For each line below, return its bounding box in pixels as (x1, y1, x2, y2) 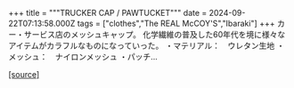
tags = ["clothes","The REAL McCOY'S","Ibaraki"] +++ (77, 18, 275, 28)
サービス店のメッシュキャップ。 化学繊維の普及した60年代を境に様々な (23, 29, 286, 39)
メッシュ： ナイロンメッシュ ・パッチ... (8, 52, 158, 61)
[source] (8, 69, 40, 79)
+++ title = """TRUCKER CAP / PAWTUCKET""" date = (8, 8, 208, 18)
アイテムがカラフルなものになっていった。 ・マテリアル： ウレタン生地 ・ (8, 40, 285, 51)
